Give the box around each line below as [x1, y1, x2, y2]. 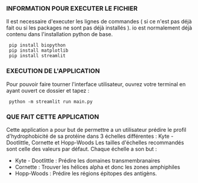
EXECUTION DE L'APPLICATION [6, 67, 101, 75]
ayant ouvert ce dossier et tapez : [6, 87, 90, 94]
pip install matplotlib [8, 48, 69, 54]
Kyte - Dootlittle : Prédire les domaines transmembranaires [14, 157, 161, 164]
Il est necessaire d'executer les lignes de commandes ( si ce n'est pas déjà [6, 18, 192, 25]
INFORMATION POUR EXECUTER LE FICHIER [6, 4, 138, 13]
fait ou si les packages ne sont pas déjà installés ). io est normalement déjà [6, 24, 193, 31]
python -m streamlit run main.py [8, 98, 93, 105]
